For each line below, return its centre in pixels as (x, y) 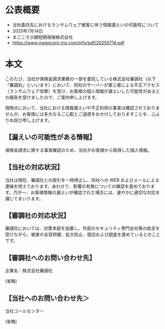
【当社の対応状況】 (34, 167)
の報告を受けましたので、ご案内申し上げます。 (52, 97)
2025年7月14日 (28, 31)
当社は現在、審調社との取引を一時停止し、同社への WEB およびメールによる (82, 180)
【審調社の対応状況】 (37, 215)
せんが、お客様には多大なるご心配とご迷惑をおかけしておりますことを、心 (81, 114)
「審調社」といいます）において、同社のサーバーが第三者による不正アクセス (82, 85)
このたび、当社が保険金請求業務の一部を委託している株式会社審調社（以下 (81, 79)
